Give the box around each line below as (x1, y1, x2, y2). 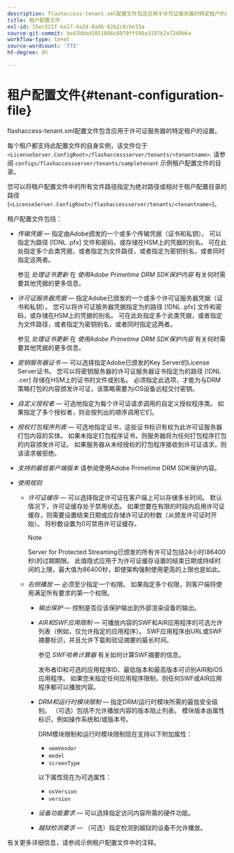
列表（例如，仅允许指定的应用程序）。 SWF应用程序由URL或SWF (38, 627, 223, 635)
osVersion (48, 788, 77, 795)
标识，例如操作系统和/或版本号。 (38, 715, 132, 723)
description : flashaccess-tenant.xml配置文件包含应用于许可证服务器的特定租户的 (7, 10, 226, 17)
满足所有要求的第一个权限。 (33, 588, 114, 597)
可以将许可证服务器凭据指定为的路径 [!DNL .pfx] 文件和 (58, 302, 216, 311)
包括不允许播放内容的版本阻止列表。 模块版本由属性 (76, 706, 225, 714)
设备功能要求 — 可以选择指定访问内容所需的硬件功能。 (38, 808, 195, 817)
